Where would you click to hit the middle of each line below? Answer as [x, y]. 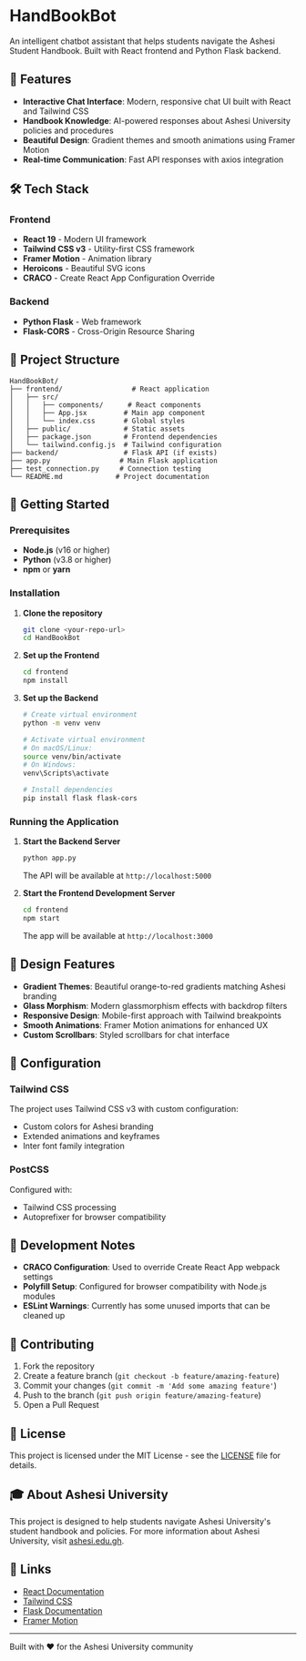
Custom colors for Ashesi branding [88, 1126]
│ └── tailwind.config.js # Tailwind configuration [116, 444]
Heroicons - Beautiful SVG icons [84, 269]
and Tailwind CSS [56, 111]
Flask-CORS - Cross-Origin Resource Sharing [108, 331]
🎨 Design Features [62, 965]
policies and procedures [68, 130]
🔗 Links [31, 1569]
